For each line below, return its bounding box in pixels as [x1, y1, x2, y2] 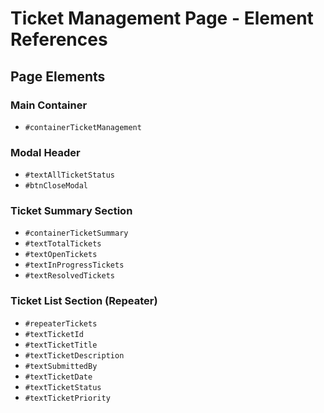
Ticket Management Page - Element [10, 7, 314, 30]
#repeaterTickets [24, 318, 98, 329]
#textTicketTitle [24, 340, 98, 350]
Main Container [10, 98, 88, 112]
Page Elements [10, 68, 106, 85]
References [10, 28, 108, 51]
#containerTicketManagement [24, 122, 142, 132]
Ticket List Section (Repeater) [10, 294, 158, 308]
